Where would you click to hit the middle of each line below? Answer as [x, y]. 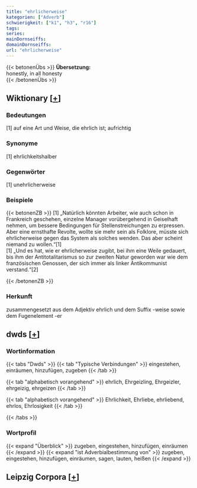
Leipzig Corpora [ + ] [43, 477]
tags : [13, 28]
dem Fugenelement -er [34, 315]
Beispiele [20, 200]
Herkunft [19, 296]
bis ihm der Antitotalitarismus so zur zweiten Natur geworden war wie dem [97, 257]
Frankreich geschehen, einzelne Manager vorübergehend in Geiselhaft [92, 219]
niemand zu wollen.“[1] [34, 244]
